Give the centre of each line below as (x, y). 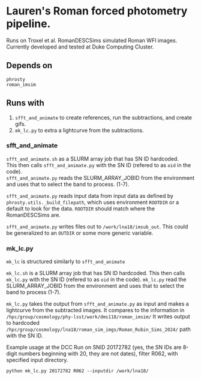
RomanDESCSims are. (34, 215)
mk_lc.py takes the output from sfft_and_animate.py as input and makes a (97, 304)
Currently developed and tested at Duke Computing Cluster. (80, 47)
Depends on (29, 66)
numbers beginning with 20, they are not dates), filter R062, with (98, 354)
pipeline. (28, 24)
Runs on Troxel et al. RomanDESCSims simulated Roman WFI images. (92, 40)
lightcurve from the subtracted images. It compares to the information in (95, 310)
